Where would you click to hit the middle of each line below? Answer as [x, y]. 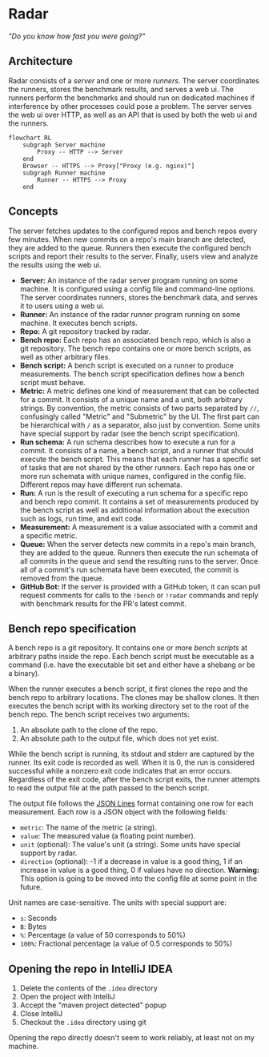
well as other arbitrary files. [65, 356]
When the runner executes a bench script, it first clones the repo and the [128, 689]
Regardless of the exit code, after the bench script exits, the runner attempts [134, 780]
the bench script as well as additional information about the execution [134, 510]
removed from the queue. [62, 578]
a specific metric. [48, 535]
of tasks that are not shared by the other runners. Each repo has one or [137, 467]
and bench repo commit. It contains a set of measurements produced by [139, 501]
